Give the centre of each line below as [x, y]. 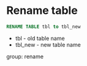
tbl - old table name [40, 38]
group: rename [25, 56]
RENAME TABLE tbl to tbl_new [43, 27]
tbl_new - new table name [48, 45]
